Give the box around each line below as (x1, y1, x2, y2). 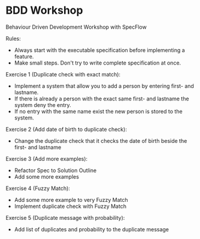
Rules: (5, 35, 22, 42)
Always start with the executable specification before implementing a (14, 46, 185, 54)
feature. (14, 53, 34, 60)
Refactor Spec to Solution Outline (14, 167, 97, 174)
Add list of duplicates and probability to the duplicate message (14, 225, 169, 233)
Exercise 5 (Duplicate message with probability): (5, 214, 125, 221)
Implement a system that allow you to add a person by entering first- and (14, 82, 194, 90)
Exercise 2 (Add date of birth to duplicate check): (5, 125, 127, 133)
